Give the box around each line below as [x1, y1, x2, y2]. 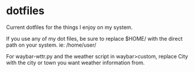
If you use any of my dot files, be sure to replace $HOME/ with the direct [6, 35, 183, 42]
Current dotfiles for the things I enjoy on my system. [6, 24, 133, 31]
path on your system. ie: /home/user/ [6, 41, 96, 48]
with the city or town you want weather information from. [6, 59, 145, 66]
